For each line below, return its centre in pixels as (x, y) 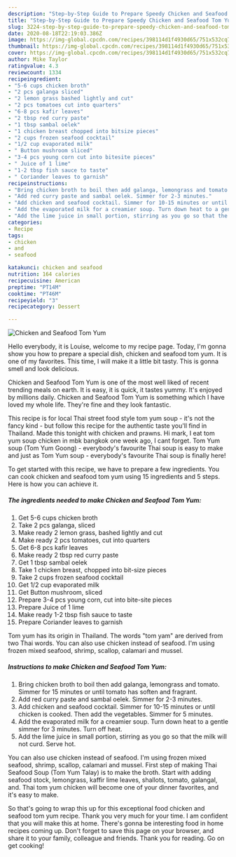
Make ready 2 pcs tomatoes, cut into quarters (84, 540)
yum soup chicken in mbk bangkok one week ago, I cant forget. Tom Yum (114, 441)
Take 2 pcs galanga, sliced (56, 525)
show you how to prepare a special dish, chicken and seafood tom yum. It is (117, 354)
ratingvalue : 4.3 (33, 66)
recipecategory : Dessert (44, 307)
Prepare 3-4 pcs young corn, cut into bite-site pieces (95, 600)
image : (18, 40)
